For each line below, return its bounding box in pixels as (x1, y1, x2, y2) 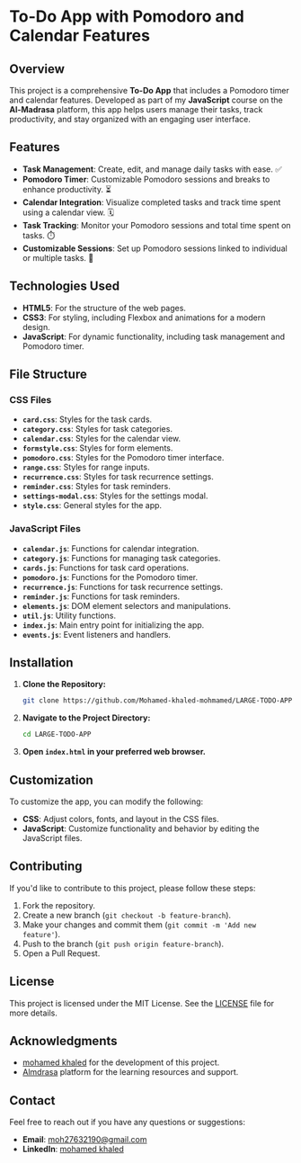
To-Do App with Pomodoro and (9, 6, 244, 27)
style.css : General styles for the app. (22, 500, 163, 511)
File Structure (9, 367, 87, 382)
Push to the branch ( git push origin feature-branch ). (22, 938, 225, 949)
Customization (9, 772, 94, 788)
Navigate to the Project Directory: (22, 712, 151, 723)
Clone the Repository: (22, 679, 106, 690)
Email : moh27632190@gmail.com (22, 1134, 147, 1145)
